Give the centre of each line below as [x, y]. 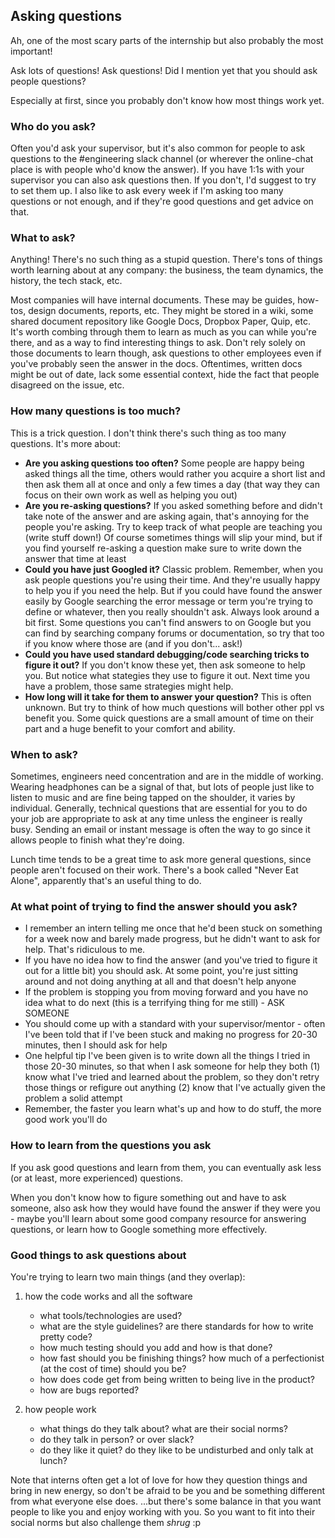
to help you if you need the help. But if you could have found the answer [173, 590]
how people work [60, 1409]
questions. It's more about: [65, 443]
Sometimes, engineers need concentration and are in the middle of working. [167, 776]
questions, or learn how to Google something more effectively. [139, 1229]
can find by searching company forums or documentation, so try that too [174, 633]
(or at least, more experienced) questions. [96, 1178]
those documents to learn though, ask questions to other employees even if [166, 353]
